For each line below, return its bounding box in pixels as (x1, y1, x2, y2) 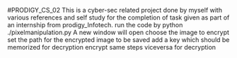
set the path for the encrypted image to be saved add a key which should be (7, 36, 230, 44)
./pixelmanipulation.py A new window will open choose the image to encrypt (7, 28, 230, 36)
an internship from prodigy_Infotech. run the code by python (7, 21, 183, 29)
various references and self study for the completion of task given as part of (7, 13, 230, 22)
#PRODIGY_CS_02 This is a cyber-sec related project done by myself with (7, 6, 223, 14)
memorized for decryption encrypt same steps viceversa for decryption (7, 43, 216, 51)
